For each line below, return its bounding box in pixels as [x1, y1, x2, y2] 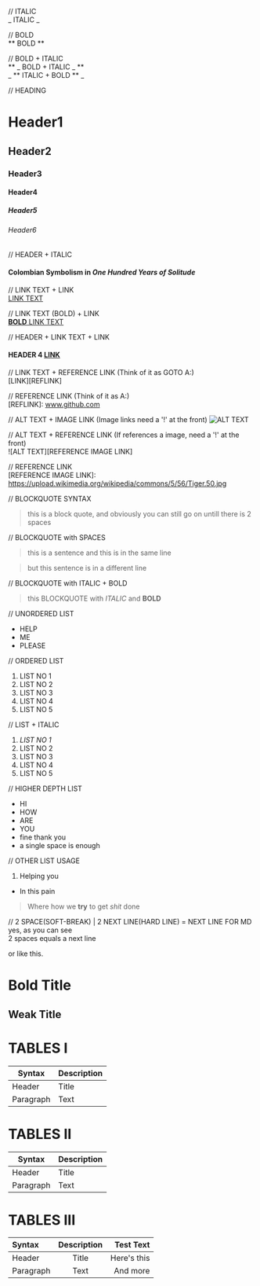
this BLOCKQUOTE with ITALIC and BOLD [27, 593, 162, 604]
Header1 [8, 113, 63, 131]
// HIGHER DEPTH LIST [8, 784, 82, 793]
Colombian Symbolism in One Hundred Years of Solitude [8, 267, 196, 277]
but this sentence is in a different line [27, 564, 147, 573]
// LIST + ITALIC [8, 720, 60, 729]
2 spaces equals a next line [8, 934, 96, 943]
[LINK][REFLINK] [8, 377, 63, 386]
